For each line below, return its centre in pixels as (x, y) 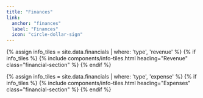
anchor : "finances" (37, 23)
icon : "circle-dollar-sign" (48, 35)
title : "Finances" (30, 12)
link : (13, 18)
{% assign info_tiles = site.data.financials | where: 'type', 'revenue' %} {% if (101, 52)
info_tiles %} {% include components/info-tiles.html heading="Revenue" (97, 58)
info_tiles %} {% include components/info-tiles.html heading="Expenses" (98, 83)
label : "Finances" (35, 29)
